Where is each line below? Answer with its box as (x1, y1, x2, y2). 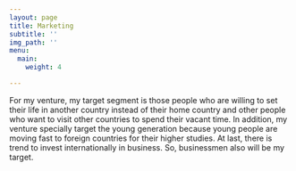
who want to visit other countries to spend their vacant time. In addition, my (9, 113, 288, 125)
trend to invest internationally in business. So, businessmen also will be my (9, 142, 284, 152)
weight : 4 (25, 63, 63, 72)
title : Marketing (9, 21, 74, 30)
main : (17, 54, 38, 63)
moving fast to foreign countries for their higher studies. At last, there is (9, 133, 273, 143)
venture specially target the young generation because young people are (9, 123, 278, 134)
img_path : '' (9, 37, 58, 47)
